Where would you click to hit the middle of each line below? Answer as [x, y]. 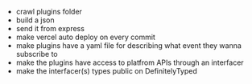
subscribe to [37, 54]
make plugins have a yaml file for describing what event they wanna [128, 46]
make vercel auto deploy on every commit [85, 37]
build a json [35, 20]
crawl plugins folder [49, 12]
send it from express [50, 28]
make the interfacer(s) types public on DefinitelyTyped [106, 71]
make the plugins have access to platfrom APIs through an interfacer [130, 62]
